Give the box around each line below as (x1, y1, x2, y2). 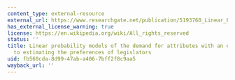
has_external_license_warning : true (7, 23, 114, 30)
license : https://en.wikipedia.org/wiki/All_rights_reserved (7, 29, 190, 37)
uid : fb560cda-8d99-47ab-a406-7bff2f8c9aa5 (7, 56, 136, 63)
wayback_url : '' (7, 62, 55, 69)
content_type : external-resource (7, 10, 105, 17)
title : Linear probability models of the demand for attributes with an (7, 42, 224, 49)
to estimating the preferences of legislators (13, 49, 152, 56)
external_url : (7, 17, 49, 24)
